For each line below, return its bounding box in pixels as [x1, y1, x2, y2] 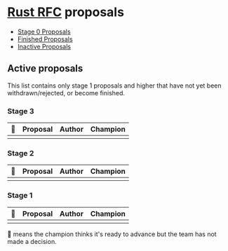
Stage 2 [7, 148, 34, 158]
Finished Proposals [17, 34, 73, 43]
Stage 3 [7, 106, 34, 116]
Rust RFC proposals [7, 4, 125, 20]
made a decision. [7, 237, 58, 245]
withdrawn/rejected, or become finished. [7, 88, 125, 97]
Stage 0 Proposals [17, 27, 72, 36]
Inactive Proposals [17, 42, 72, 50]
